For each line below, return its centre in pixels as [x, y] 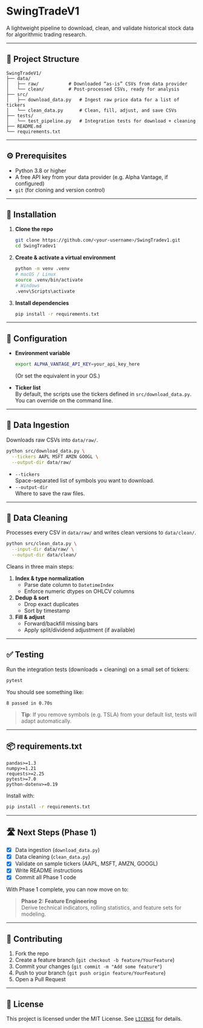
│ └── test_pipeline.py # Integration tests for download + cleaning [101, 121]
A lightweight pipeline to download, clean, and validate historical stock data [100, 28]
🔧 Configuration [37, 338]
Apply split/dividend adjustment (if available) [79, 630]
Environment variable [43, 353]
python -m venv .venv [42, 269]
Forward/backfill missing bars [61, 623]
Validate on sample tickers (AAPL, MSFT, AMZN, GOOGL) [86, 864]
